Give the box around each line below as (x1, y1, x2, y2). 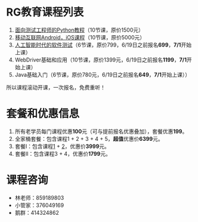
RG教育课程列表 (6, 5, 84, 19)
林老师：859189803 (14, 194, 64, 201)
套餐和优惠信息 (6, 107, 80, 121)
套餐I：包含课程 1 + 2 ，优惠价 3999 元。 (14, 143, 110, 150)
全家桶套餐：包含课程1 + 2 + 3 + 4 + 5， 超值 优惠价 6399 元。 (14, 135, 163, 142)
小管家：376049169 (14, 201, 64, 209)
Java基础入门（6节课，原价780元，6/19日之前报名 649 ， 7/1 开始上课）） (14, 71, 191, 78)
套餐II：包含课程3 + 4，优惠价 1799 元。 (14, 150, 112, 157)
